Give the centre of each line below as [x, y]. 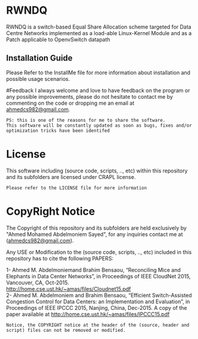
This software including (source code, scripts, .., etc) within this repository [97, 171]
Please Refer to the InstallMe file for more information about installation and [98, 73]
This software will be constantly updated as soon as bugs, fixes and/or [99, 125]
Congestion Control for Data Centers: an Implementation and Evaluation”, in [98, 302]
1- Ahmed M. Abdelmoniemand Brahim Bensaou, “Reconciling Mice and [93, 270]
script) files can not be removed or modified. [66, 330]
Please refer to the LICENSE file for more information [76, 188]
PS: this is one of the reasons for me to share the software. [86, 120]
